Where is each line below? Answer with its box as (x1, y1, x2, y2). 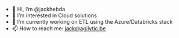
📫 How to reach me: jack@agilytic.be (11, 25, 106, 32)
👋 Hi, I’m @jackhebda (11, 6, 65, 12)
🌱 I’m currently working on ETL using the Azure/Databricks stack (11, 18, 173, 25)
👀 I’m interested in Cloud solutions (11, 12, 98, 19)
